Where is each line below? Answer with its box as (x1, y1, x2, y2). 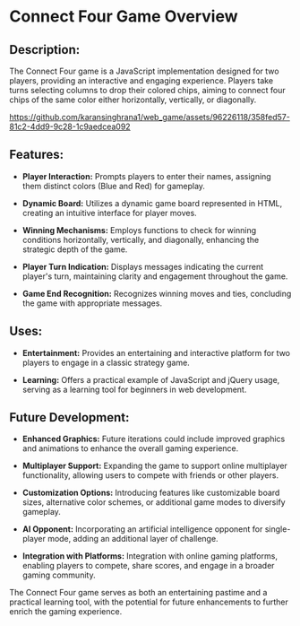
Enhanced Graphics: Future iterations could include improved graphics (21, 433, 286, 445)
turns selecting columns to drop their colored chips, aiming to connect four (9, 85, 286, 95)
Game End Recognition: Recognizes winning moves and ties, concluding (21, 288, 292, 299)
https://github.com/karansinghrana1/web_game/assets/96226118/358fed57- (9, 112, 291, 122)
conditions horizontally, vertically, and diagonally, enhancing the (21, 234, 260, 245)
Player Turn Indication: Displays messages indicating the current (21, 261, 264, 272)
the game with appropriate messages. (21, 298, 163, 309)
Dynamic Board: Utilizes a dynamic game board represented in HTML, (21, 197, 283, 208)
